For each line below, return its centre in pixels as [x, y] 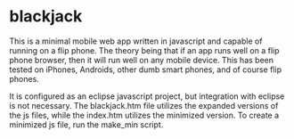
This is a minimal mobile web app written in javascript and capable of [136, 41]
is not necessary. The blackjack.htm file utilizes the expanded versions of [144, 105]
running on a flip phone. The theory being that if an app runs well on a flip [144, 50]
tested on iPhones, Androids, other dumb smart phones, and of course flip [146, 69]
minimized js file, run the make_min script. [86, 124]
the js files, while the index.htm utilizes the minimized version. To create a [144, 115]
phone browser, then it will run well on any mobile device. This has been [142, 60]
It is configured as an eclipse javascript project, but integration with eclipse [147, 96]
